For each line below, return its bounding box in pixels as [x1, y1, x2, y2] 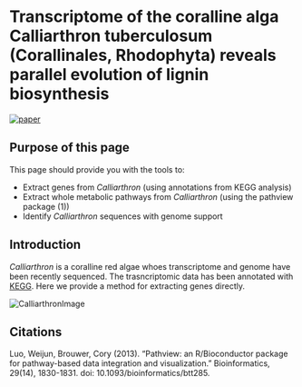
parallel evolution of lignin [9, 64, 209, 85]
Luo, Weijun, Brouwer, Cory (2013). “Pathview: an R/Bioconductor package [9, 348, 288, 360]
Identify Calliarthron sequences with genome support [22, 211, 224, 222]
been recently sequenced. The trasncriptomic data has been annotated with [9, 271, 294, 282]
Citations [9, 324, 63, 340]
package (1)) [22, 201, 70, 212]
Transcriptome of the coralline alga [9, 6, 279, 27]
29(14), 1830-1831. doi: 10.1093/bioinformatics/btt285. [9, 368, 210, 379]
